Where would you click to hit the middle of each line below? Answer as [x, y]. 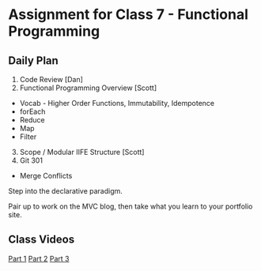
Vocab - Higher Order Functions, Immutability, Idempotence [117, 103]
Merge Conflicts [46, 176]
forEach [32, 111]
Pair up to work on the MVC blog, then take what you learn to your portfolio [130, 206]
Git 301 [31, 160]
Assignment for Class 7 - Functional [129, 15]
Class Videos [42, 240]
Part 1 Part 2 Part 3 [39, 258]
